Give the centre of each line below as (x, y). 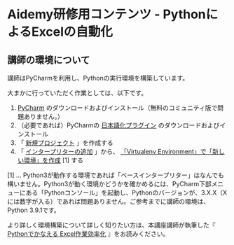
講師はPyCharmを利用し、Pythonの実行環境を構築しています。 (98, 78)
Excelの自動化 (72, 32)
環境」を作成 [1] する (54, 160)
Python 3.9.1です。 (34, 210)
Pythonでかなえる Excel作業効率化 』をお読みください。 (88, 234)
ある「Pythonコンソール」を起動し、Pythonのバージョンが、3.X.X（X (126, 192)
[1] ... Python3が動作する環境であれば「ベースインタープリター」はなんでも (116, 175)
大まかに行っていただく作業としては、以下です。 (77, 93)
